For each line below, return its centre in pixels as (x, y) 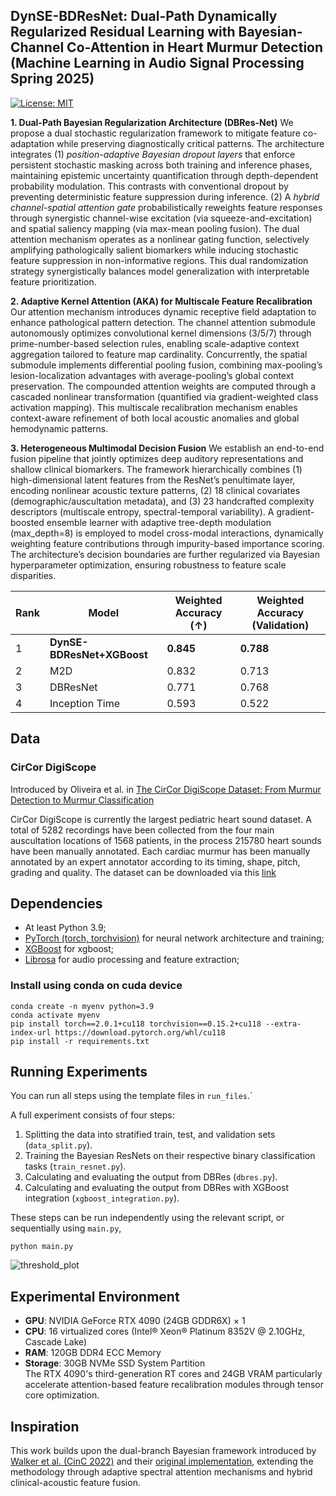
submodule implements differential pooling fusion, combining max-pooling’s (166, 365)
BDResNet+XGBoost (98, 654)
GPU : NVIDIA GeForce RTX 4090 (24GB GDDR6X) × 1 (135, 1321)
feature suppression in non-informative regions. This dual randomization (159, 260)
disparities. (33, 575)
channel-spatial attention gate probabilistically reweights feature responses (166, 207)
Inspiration (45, 1426)
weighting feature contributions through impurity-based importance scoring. (167, 543)
